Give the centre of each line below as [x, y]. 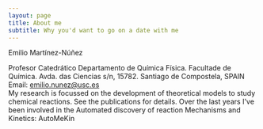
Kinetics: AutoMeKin [42, 119]
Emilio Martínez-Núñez [46, 53]
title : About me [35, 23]
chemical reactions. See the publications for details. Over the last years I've [131, 102]
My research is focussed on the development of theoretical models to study [132, 93]
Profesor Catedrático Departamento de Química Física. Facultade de [120, 68]
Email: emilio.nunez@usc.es [54, 85]
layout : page [30, 15]
